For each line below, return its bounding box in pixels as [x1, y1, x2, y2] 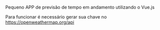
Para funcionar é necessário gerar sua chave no [5, 14, 107, 19]
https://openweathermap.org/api [5, 19, 74, 25]
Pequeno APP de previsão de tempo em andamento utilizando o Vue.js [5, 4, 155, 10]
